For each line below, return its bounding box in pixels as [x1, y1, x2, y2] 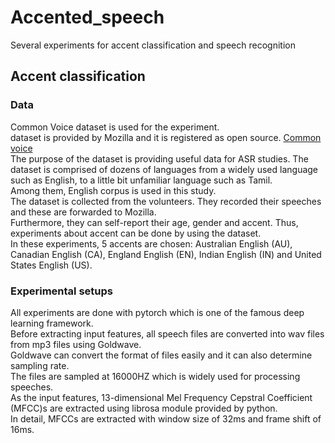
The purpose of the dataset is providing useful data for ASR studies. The [10, 152, 309, 165]
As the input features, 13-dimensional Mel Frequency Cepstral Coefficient [10, 391, 313, 403]
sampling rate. [10, 359, 70, 371]
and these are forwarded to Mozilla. [10, 206, 157, 218]
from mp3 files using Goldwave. [10, 338, 142, 350]
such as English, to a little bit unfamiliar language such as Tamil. [10, 174, 273, 186]
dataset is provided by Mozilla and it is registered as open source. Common [10, 131, 322, 143]
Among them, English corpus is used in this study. [10, 184, 217, 196]
